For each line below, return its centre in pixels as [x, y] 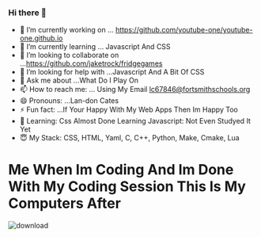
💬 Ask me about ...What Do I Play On [79, 80]
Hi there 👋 [28, 13]
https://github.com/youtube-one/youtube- [184, 30]
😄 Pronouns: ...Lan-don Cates [69, 101]
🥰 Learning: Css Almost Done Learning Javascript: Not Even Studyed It [135, 121]
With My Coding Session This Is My [127, 187]
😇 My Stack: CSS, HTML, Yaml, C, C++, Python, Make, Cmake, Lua [129, 138]
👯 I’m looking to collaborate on [69, 55]
